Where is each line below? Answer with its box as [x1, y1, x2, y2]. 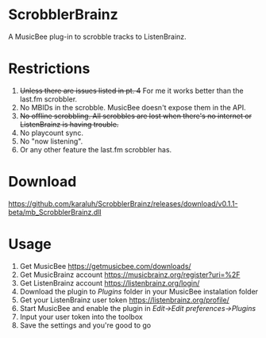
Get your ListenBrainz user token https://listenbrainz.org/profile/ [19, 295, 230, 305]
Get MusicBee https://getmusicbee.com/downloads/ [19, 261, 192, 271]
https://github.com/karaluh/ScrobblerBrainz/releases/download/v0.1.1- [8, 198, 238, 208]
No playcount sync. [19, 128, 83, 137]
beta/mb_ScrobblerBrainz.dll [8, 207, 102, 217]
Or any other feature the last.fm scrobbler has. [19, 144, 172, 154]
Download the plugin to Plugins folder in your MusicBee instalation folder [19, 286, 259, 296]
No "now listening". [19, 136, 83, 146]
